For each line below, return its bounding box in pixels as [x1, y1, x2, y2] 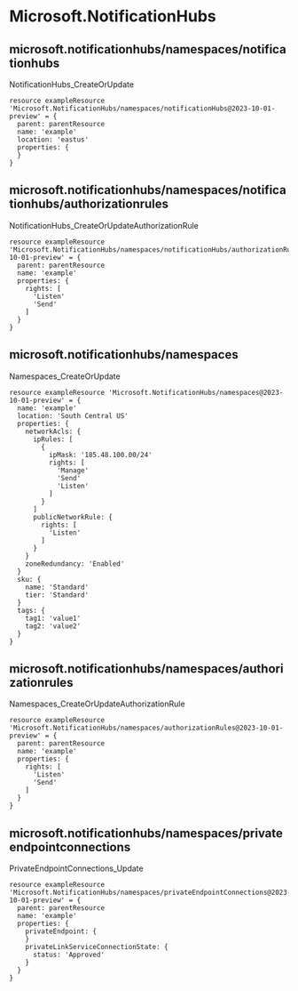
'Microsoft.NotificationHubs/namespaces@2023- [107, 388, 284, 397]
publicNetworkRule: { [32, 512, 114, 521]
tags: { [17, 606, 46, 615]
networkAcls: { [25, 427, 82, 436]
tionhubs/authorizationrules [9, 197, 169, 212]
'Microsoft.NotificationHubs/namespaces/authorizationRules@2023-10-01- [9, 723, 284, 733]
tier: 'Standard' [25, 590, 90, 600]
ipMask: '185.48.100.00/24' [48, 450, 153, 459]
